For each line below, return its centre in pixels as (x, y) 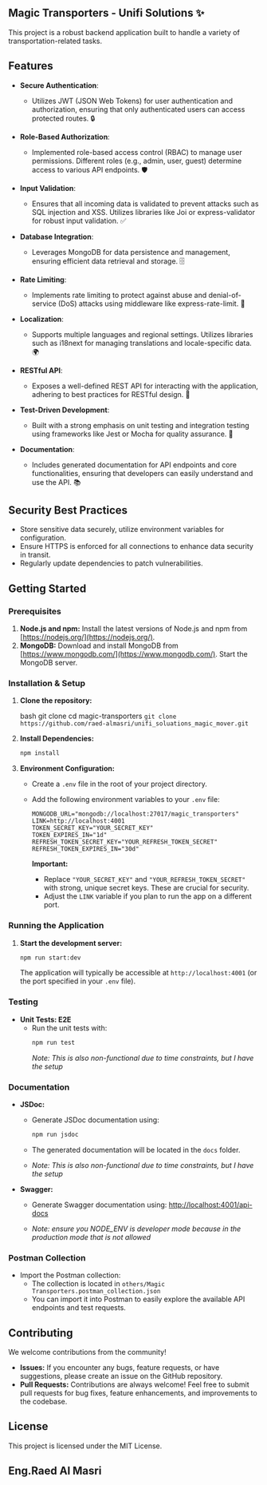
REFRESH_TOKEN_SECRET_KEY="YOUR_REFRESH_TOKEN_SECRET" (124, 842)
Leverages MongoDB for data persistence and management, (131, 252)
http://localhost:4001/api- (210, 1205)
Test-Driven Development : (65, 410)
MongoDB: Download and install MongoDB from (99, 645)
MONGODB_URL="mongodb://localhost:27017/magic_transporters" (135, 814)
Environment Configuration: (67, 768)
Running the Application (56, 926)
